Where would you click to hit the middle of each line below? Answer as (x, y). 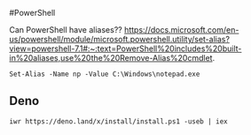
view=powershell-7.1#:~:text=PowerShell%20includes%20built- (125, 49)
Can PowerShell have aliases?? (66, 30)
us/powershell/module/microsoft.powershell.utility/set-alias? (120, 39)
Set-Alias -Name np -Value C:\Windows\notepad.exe (105, 74)
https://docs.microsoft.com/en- (181, 30)
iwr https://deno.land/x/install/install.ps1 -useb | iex (118, 121)
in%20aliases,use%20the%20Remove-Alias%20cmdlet (111, 58)
